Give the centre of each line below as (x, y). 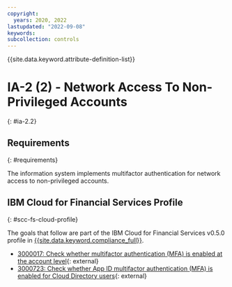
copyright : (23, 14)
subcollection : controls (43, 40)
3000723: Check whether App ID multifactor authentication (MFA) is (115, 268)
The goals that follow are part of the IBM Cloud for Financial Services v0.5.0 (116, 233)
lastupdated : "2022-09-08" (46, 26)
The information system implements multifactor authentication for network (114, 173)
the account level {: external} (58, 261)
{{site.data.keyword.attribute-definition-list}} (71, 59)
